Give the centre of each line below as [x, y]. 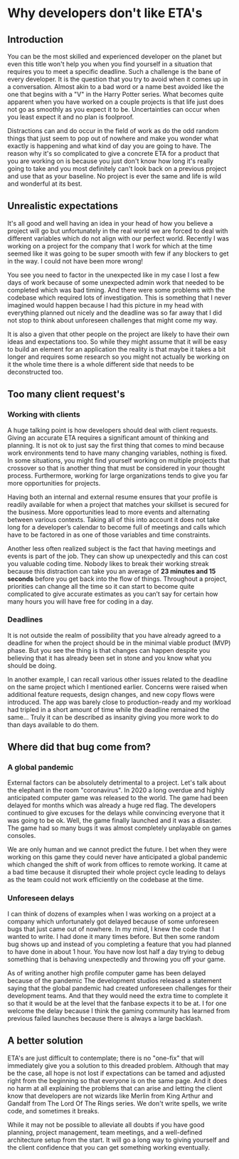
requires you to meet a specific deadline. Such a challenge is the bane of [114, 72]
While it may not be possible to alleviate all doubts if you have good [106, 1124]
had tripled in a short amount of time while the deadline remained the [108, 709]
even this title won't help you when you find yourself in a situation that [110, 64]
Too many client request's [67, 394]
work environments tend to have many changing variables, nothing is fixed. [117, 453]
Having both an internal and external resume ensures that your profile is [113, 497]
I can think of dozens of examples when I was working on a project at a [112, 913]
